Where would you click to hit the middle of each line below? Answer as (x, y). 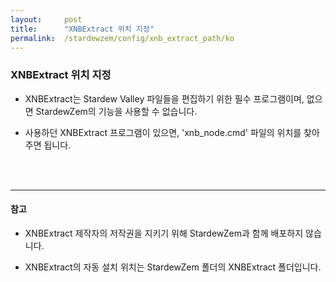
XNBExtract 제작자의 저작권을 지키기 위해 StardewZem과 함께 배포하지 (164, 233)
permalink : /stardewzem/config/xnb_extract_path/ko (122, 38)
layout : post (46, 19)
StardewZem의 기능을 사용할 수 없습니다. (116, 111)
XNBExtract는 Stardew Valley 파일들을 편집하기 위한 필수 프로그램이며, (164, 98)
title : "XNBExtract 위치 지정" (82, 29)
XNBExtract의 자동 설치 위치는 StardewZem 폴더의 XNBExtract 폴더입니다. (173, 267)
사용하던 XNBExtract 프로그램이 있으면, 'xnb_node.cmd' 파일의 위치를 (163, 132)
